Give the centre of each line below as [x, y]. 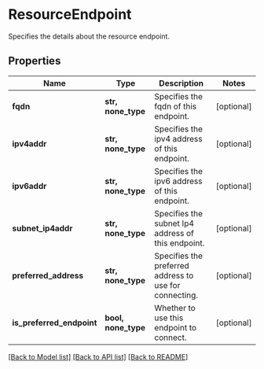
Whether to [175, 308]
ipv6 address [178, 181]
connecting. [176, 295]
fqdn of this [176, 106]
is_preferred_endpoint [55, 323]
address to [174, 275]
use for [167, 285]
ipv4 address [178, 138]
